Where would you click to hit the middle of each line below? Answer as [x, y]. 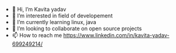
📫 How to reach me [37, 35]
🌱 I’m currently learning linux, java [54, 22]
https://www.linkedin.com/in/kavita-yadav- [116, 35]
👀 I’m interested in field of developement [62, 16]
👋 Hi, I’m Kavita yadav [39, 9]
